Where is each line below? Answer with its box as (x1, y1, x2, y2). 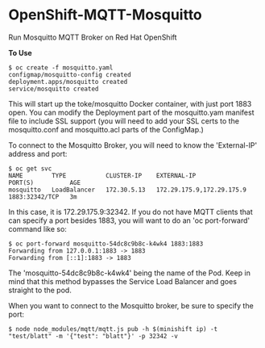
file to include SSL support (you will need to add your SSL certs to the (8, 115, 240, 126)
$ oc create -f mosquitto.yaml (8, 63, 114, 72)
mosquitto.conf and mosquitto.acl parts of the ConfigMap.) (8, 124, 204, 134)
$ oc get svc (8, 164, 52, 173)
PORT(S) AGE (8, 178, 81, 187)
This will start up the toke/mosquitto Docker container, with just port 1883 (8, 99, 252, 108)
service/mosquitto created (8, 85, 99, 93)
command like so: (8, 224, 67, 233)
